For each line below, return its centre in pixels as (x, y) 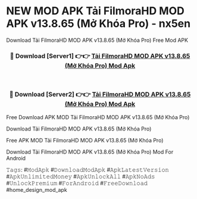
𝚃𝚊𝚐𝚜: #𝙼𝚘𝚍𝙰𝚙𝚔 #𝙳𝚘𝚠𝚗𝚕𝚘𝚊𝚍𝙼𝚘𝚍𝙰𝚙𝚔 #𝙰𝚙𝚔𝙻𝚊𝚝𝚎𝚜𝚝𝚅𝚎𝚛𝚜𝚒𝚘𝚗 (88, 170)
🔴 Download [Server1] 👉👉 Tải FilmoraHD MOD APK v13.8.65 (100, 56)
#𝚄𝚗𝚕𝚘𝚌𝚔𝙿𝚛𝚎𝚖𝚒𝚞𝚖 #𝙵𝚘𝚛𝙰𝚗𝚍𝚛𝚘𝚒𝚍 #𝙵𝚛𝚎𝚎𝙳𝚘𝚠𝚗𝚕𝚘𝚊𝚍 (77, 183)
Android (16, 158)
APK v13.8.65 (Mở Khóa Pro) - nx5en (98, 24)
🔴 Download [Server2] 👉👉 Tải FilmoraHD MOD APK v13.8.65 (100, 95)
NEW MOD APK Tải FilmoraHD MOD (95, 11)
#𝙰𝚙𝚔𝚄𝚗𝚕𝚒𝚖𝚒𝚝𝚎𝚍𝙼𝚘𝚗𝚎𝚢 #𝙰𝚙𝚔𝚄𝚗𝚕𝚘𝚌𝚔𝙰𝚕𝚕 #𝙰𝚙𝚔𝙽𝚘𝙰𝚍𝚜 (81, 176)
